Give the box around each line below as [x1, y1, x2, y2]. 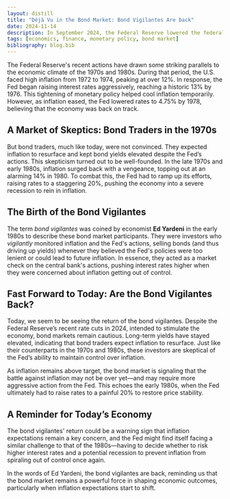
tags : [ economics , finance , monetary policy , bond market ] [7, 36, 179, 43]
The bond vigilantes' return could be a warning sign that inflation [7, 427, 190, 435]
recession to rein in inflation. [7, 186, 88, 194]
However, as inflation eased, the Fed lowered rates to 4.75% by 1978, [7, 97, 202, 105]
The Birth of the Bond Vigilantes [7, 207, 146, 218]
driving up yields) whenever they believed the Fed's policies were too [7, 246, 203, 255]
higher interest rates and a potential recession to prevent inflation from [7, 449, 207, 457]
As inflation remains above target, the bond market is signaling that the [7, 367, 207, 375]
